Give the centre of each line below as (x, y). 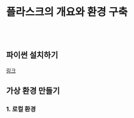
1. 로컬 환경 (21, 109)
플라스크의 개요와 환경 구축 (67, 12)
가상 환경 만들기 (33, 91)
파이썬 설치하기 (32, 55)
